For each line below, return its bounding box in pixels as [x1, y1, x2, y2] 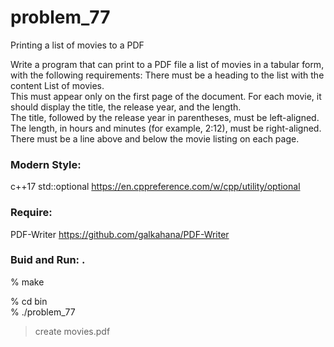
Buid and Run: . [10, 253, 86, 267]
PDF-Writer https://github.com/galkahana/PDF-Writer [10, 228, 230, 240]
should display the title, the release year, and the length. [10, 101, 242, 113]
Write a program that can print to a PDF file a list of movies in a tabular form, [10, 58, 325, 70]
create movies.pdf [34, 325, 111, 337]
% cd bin [10, 295, 48, 307]
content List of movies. [10, 79, 105, 91]
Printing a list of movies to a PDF [10, 39, 145, 51]
